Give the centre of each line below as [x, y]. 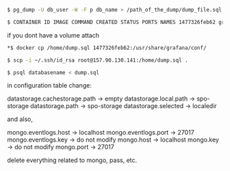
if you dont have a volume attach [53, 35]
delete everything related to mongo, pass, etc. [72, 160]
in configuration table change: [50, 85]
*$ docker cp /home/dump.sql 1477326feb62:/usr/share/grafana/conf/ [107, 48]
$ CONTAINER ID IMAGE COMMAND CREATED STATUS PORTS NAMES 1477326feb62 [111, 22]
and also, [20, 119]
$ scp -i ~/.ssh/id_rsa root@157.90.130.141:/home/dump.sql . [98, 60]
